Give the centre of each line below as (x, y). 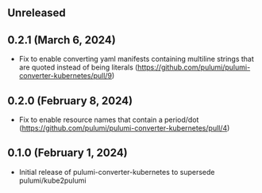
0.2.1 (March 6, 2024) (62, 40)
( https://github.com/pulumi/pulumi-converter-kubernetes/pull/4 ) (124, 128)
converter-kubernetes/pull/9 (65, 76)
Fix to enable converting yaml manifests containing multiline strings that (137, 59)
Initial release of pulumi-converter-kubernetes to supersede (117, 172)
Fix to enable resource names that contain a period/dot (109, 120)
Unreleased (37, 13)
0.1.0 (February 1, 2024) (67, 153)
